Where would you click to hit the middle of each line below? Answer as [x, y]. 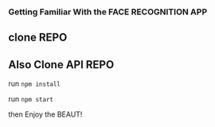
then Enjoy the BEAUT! [45, 114]
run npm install [35, 84]
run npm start [31, 99]
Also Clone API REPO [61, 65]
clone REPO [38, 38]
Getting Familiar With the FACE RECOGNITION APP [108, 12]
